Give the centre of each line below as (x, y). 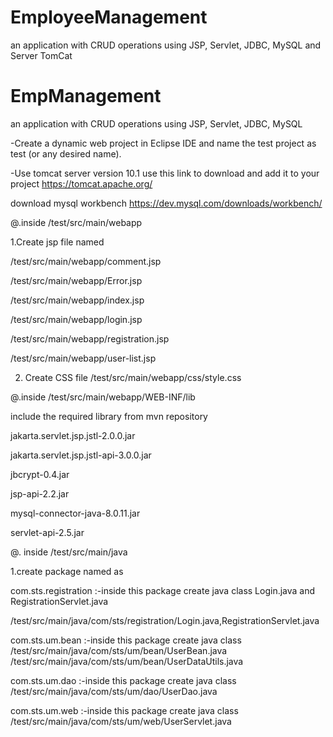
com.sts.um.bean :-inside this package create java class (126, 640)
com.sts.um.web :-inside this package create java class (124, 710)
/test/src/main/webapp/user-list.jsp (83, 358)
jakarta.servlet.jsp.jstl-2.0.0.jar (73, 435)
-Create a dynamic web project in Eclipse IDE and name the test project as (163, 143)
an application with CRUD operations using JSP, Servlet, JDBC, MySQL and (166, 45)
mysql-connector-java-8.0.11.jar (75, 513)
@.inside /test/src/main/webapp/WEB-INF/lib (103, 397)
